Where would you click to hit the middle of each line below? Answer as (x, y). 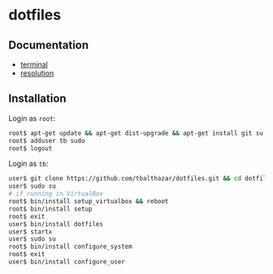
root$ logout (30, 148)
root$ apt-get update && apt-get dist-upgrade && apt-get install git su (136, 133)
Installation (37, 99)
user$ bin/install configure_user (67, 262)
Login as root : (32, 118)
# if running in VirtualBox (56, 194)
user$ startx (30, 232)
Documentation (49, 45)
